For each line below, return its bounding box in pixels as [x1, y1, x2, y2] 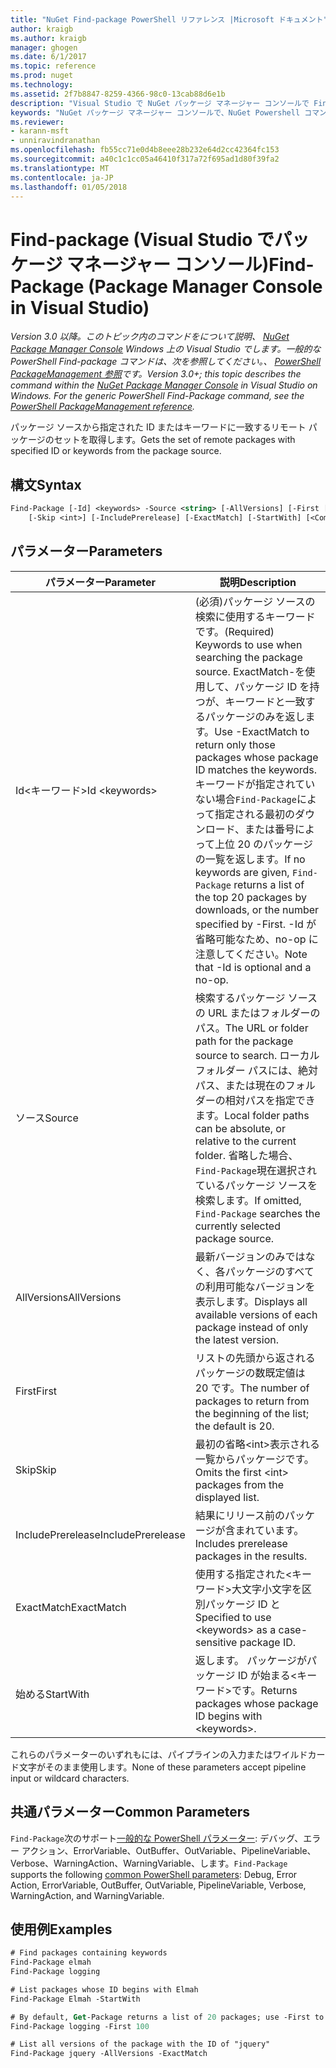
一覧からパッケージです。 [194, 1452, 315, 1466]
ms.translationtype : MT [10, 163, 110, 173]
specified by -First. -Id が [194, 917, 317, 931]
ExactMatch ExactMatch [15, 1600, 127, 1614]
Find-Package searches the [194, 1206, 321, 1220]
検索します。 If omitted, [194, 1193, 302, 1207]
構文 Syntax [10, 476, 82, 493]
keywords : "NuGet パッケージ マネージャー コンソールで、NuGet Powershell [10, 107, 301, 118]
